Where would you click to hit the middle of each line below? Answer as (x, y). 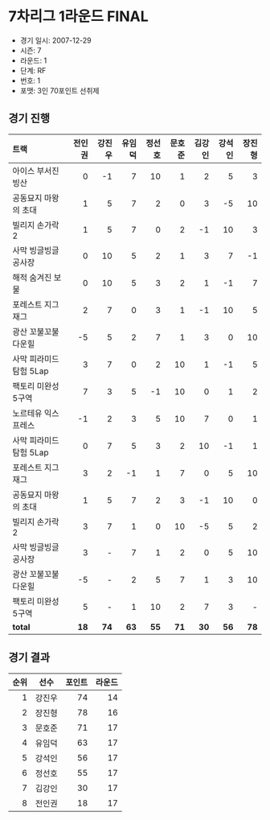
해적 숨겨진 (32, 277)
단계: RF (33, 70)
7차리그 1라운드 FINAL (78, 16)
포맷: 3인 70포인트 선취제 (59, 90)
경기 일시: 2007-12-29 (55, 40)
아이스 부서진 (36, 171)
